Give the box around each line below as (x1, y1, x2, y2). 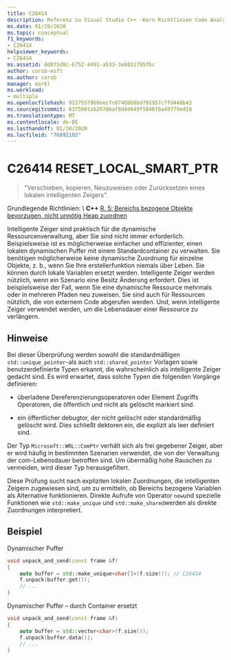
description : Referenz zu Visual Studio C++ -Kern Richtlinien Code (7, 16, 208, 23)
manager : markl (7, 80, 51, 87)
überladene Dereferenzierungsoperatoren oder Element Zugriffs (16, 393, 199, 401)
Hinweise (7, 332, 48, 344)
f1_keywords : (7, 36, 45, 43)
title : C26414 (7, 10, 48, 17)
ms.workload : (7, 87, 45, 93)
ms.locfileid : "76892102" (7, 131, 81, 138)
